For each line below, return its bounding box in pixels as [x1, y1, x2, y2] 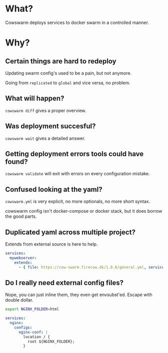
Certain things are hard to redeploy [5, 57, 116, 65]
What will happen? [5, 94, 64, 103]
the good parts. [5, 213, 37, 220]
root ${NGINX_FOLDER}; [27, 339, 75, 344]
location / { [23, 334, 50, 340]
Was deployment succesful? [5, 122, 96, 130]
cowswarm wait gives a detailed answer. [5, 135, 85, 141]
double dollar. [5, 297, 33, 303]
